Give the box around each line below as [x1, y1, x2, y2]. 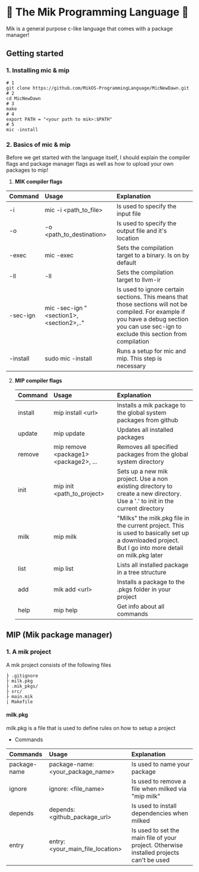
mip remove [53, 443, 87, 451]
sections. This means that [116, 292, 188, 301]
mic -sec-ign [44, 304, 83, 312]
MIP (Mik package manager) [6, 630, 113, 640]
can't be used [131, 855, 170, 864]
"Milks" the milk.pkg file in [117, 514, 190, 522]
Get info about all [117, 602, 165, 611]
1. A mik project [6, 647, 52, 656]
